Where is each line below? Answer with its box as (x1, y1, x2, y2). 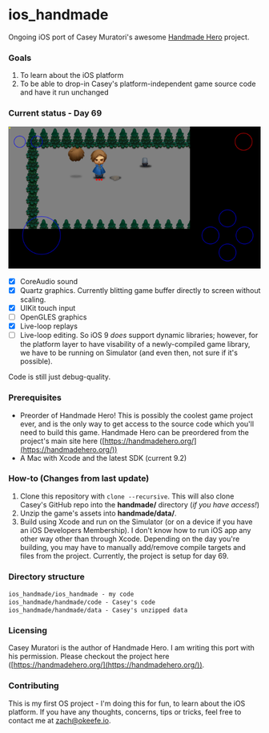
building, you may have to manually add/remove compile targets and (19, 542, 246, 552)
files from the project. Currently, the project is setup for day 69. (19, 551, 229, 560)
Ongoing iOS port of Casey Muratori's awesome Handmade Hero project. (8, 32, 250, 42)
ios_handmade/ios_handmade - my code (8, 590, 134, 599)
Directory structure (8, 571, 86, 582)
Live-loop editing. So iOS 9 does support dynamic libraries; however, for (19, 331, 259, 340)
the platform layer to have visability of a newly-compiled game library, (19, 340, 251, 349)
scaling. (19, 295, 46, 304)
